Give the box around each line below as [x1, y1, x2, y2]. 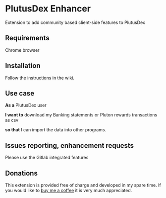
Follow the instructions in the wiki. [5, 75, 75, 81]
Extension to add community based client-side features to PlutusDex [5, 19, 145, 25]
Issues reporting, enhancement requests [5, 141, 134, 150]
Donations [5, 169, 38, 177]
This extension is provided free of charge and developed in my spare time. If [5, 182, 161, 188]
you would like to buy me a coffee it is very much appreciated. [5, 188, 132, 193]
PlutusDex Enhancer [5, 3, 91, 14]
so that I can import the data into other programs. [5, 127, 107, 133]
